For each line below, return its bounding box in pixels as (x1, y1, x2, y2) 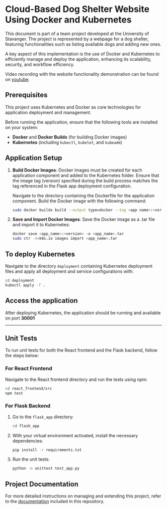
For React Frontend (5, 365, 52, 372)
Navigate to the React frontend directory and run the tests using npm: (5, 376, 148, 382)
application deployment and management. (5, 109, 92, 115)
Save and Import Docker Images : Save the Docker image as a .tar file (12, 216, 155, 222)
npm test (5, 390, 23, 396)
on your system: (5, 124, 38, 130)
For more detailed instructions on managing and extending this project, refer (5, 493, 162, 499)
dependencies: (12, 438, 43, 444)
